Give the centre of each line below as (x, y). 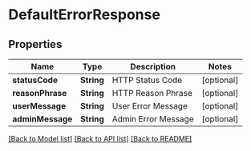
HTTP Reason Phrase (152, 93)
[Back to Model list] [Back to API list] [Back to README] (100, 139)
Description (153, 67)
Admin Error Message (153, 119)
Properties (35, 44)
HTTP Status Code (147, 80)
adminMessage (43, 119)
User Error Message (150, 106)
